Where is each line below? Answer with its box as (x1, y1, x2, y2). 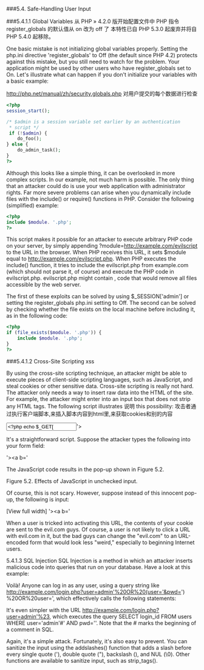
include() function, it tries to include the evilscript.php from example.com (6, 262, 189, 269)
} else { (6, 141, 29, 148)
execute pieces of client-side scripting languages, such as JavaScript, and (6, 375, 193, 383)
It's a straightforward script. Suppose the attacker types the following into (6, 435, 191, 443)
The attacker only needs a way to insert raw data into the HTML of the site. (6, 389, 194, 396)
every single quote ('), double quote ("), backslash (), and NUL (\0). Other (6, 651, 190, 658)
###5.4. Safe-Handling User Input (6, 5, 91, 12)
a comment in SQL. (6, 626, 54, 633)
